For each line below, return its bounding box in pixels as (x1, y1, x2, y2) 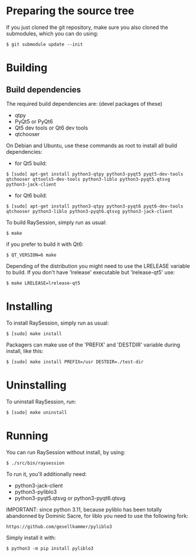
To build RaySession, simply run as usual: (6, 219, 107, 226)
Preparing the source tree (6, 4, 135, 18)
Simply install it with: (6, 534, 56, 541)
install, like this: (6, 347, 44, 354)
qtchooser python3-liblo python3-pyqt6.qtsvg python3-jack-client (6, 208, 173, 214)
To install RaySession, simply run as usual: (6, 319, 109, 326)
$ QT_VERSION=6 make (6, 252, 57, 258)
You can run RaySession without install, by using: (6, 448, 126, 456)
